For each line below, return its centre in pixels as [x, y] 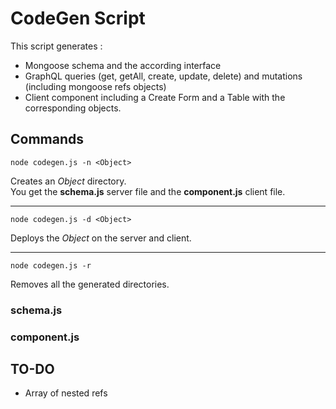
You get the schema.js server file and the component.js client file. [148, 191]
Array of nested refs [66, 393]
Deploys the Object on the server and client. [101, 238]
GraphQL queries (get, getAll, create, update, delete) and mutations [163, 76]
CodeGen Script [78, 18]
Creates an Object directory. [68, 181]
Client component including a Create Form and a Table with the [155, 97]
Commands [47, 139]
